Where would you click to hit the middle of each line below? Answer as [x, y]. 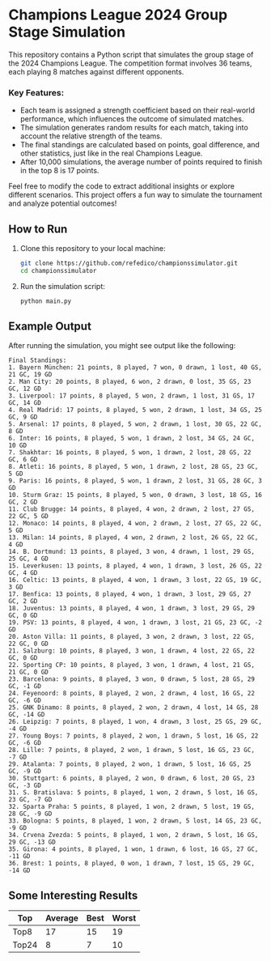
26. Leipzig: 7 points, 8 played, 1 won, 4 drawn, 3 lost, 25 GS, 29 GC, [135, 722]
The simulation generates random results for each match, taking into [134, 128]
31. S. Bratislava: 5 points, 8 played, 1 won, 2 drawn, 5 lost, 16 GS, [133, 793]
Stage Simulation [67, 32]
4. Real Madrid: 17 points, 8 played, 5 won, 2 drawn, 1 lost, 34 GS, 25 [135, 410]
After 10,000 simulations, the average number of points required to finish [141, 162]
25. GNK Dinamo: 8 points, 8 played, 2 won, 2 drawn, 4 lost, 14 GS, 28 [133, 708]
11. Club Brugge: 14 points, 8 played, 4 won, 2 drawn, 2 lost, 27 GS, [131, 509]
